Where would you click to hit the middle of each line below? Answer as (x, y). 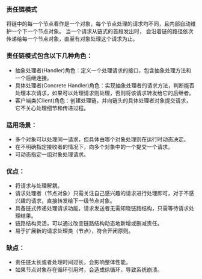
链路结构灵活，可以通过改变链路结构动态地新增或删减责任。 (89, 224)
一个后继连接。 (33, 78)
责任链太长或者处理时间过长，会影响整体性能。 (73, 262)
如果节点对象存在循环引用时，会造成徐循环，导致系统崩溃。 (89, 270)
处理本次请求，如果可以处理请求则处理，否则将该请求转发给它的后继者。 (104, 93)
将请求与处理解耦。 (39, 186)
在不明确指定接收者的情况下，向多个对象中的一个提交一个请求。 (94, 146)
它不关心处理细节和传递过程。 (52, 108)
